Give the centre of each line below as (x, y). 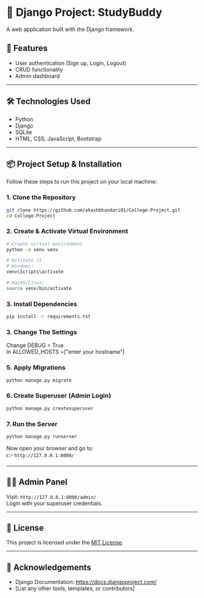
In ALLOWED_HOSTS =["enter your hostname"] (66, 352)
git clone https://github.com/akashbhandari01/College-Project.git (93, 210)
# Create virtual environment (45, 244)
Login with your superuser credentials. (55, 503)
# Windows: (20, 266)
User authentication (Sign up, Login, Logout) (70, 63)
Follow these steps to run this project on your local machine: (82, 182)
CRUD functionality (39, 69)
